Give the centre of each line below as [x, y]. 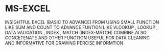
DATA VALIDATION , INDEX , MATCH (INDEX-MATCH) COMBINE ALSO [76, 32]
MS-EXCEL [28, 9]
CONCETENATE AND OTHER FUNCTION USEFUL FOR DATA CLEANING [78, 38]
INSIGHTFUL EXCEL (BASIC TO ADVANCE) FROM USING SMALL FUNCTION [82, 22]
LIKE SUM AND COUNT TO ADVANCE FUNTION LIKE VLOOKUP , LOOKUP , [82, 27]
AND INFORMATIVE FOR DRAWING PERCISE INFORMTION [64, 43]
